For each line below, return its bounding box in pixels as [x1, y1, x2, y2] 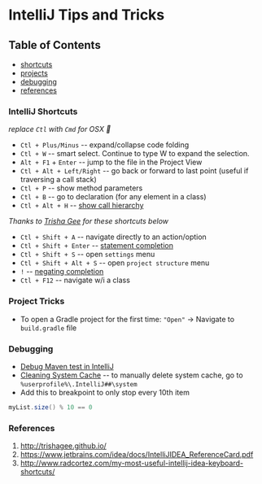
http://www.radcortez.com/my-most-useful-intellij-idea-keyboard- [20, 458, 244, 469]
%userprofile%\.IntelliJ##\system [20, 380, 138, 388]
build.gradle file [20, 323, 77, 333]
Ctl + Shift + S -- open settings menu [20, 250, 155, 259]
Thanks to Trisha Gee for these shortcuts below [8, 216, 169, 226]
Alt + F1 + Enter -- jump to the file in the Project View [20, 157, 203, 168]
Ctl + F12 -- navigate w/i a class [20, 275, 130, 286]
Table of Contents [8, 38, 102, 52]
